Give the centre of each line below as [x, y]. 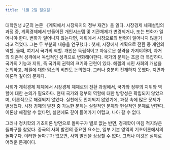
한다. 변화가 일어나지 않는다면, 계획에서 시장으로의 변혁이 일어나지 [83, 38]
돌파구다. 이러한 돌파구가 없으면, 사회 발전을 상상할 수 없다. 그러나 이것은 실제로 [84, 136]
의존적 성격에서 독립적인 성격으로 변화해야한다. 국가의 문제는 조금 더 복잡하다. [87, 57]
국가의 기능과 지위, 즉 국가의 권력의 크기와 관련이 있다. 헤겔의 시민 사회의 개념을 [84, 63]
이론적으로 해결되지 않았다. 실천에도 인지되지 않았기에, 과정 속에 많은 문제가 [86, 99]
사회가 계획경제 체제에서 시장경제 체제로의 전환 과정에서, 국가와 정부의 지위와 [81, 86]
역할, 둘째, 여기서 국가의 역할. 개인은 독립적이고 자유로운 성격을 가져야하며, [79, 50]
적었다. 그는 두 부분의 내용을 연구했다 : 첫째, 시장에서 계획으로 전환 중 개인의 [90, 44]
